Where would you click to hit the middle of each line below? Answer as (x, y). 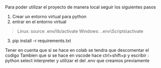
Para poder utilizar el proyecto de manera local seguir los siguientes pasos (80, 7)
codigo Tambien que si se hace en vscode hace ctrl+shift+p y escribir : (77, 55)
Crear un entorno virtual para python (49, 16)
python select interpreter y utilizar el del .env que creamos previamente (77, 60)
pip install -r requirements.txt (41, 41)
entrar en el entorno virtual (39, 22)
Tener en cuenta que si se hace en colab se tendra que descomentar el (77, 50)
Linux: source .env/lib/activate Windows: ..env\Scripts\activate (80, 31)
